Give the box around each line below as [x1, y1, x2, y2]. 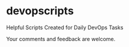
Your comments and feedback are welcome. [6, 35, 116, 42]
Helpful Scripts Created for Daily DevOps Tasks [6, 24, 124, 31]
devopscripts [6, 4, 74, 18]
